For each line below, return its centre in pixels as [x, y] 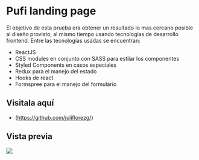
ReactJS [25, 52]
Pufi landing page [51, 11]
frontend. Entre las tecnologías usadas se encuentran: [73, 40]
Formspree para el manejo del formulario [66, 84]
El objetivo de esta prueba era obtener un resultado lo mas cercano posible [100, 28]
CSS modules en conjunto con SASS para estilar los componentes [97, 58]
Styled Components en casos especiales [65, 65]
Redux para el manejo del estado [56, 71]
